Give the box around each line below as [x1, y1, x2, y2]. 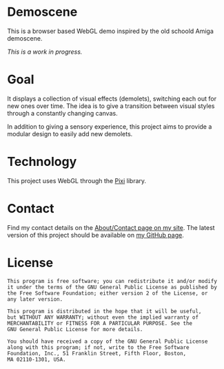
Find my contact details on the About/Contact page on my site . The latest [7, 223, 215, 231]
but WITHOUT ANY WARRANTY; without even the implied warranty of [7, 314, 198, 321]
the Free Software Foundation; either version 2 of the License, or [7, 290, 208, 297]
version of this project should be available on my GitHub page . [7, 231, 184, 239]
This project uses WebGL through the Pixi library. [7, 176, 147, 184]
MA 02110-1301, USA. [7, 356, 67, 363]
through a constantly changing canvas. [7, 109, 119, 117]
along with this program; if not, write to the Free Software [7, 344, 190, 351]
